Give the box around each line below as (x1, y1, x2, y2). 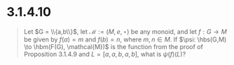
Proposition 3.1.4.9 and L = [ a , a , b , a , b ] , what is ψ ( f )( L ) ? (23, 50, 186, 58)
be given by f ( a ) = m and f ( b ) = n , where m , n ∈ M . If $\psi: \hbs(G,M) (23, 35, 227, 44)
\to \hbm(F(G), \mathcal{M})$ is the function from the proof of (23, 42, 204, 50)
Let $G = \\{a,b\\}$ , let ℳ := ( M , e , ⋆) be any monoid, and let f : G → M (23, 27, 227, 35)
